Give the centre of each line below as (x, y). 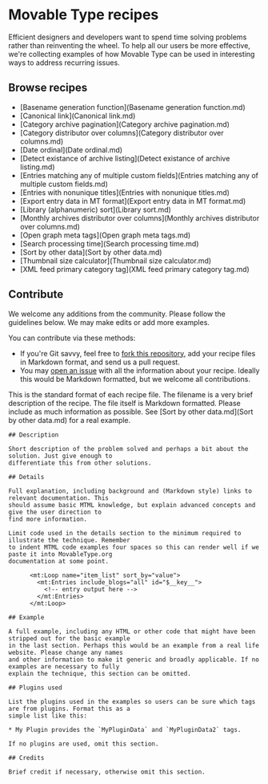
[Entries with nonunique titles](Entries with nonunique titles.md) (125, 192)
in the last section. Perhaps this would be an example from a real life (134, 645)
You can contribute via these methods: (72, 338)
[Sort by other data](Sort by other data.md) (91, 252)
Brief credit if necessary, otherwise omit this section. (107, 772)
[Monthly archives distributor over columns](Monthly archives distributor (140, 217)
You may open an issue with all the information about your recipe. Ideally (140, 370)
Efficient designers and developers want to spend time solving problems (128, 37)
